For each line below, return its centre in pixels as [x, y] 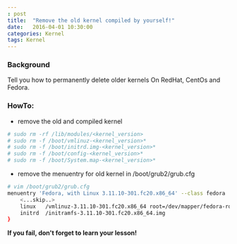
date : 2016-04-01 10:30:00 [50, 27]
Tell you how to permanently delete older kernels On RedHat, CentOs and [114, 80]
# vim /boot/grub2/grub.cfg [49, 187]
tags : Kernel [26, 40]
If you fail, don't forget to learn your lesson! [72, 233]
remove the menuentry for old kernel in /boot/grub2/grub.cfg [106, 174]
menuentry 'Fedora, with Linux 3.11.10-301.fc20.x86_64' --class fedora [116, 193]
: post [17, 14]
